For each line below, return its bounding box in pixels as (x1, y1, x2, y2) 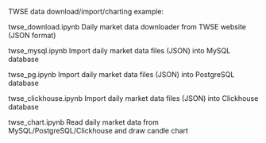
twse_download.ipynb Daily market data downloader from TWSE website (8, 22, 246, 31)
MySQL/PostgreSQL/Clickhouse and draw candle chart (8, 126, 189, 135)
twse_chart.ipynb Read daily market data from (8, 118, 159, 126)
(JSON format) (8, 31, 56, 40)
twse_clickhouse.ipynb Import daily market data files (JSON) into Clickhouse (8, 94, 259, 102)
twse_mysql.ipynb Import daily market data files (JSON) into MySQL (8, 46, 231, 55)
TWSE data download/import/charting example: (8, 7, 164, 16)
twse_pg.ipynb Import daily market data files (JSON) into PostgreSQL (8, 70, 235, 79)
